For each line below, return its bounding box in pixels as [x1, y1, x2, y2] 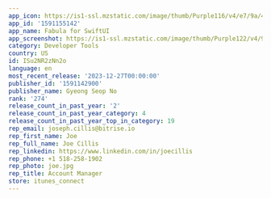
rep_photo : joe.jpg [8, 162, 74, 171]
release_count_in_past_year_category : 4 [8, 110, 147, 118]
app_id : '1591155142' [8, 19, 81, 27]
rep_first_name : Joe [8, 132, 78, 140]
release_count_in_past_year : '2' [8, 102, 121, 110]
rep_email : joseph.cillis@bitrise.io [8, 124, 135, 133]
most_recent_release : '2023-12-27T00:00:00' [8, 72, 161, 80]
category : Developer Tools [8, 42, 99, 50]
